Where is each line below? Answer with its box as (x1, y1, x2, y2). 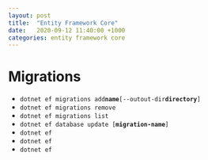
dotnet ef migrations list (19, 112, 109, 120)
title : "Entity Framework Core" (8, 19, 119, 27)
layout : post (8, 11, 51, 20)
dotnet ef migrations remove (19, 104, 116, 112)
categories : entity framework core (8, 33, 126, 42)
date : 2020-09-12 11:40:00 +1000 (8, 26, 126, 34)
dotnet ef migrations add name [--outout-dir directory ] (19, 96, 201, 104)
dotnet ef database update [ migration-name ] (19, 120, 169, 129)
